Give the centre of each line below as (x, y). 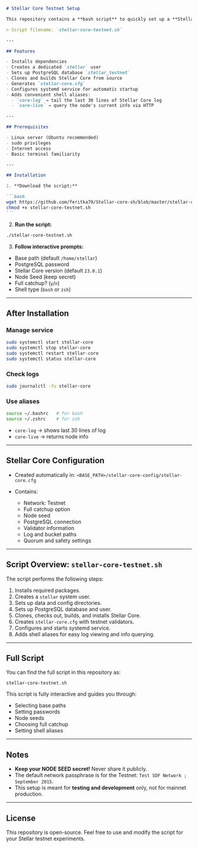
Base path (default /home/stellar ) (56, 258)
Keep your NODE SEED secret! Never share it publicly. (81, 769)
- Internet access (29, 148)
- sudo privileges (29, 143)
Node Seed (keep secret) (45, 277)
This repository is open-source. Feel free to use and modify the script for (95, 832)
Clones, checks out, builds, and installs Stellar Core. (78, 615)
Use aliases (23, 401)
